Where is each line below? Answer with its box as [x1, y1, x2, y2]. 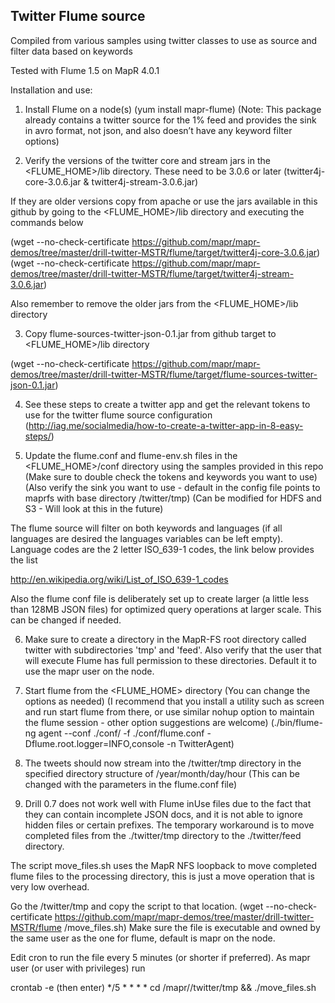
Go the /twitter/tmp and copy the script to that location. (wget [10, 900, 264, 912]
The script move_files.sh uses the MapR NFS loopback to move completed [10, 859, 317, 871]
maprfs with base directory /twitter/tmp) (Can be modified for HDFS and [24, 492, 322, 504]
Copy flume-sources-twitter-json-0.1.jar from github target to [24, 327, 277, 339]
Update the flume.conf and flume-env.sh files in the [24, 449, 238, 461]
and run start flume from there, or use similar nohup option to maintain [24, 705, 315, 718]
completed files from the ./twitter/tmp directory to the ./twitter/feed [24, 829, 302, 841]
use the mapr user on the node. [24, 665, 155, 677]
